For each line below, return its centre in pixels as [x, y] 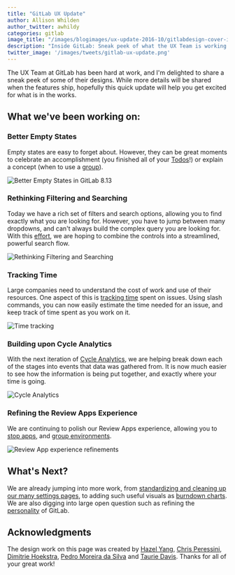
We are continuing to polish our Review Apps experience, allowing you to [113, 428]
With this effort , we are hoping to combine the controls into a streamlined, [113, 235]
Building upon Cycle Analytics [59, 344]
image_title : [26, 40]
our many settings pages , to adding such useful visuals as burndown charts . [117, 495]
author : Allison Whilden [43, 20]
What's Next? [38, 471]
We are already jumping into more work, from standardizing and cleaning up [117, 488]
